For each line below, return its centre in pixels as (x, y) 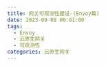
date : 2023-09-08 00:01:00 (46, 20)
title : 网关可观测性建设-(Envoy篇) (53, 13)
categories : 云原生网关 (39, 52)
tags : (15, 26)
